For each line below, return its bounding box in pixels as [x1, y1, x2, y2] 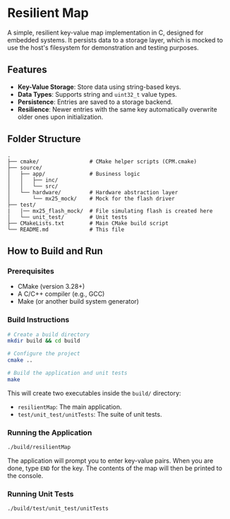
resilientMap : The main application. [17, 402, 122, 411]
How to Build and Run [7, 245, 104, 257]
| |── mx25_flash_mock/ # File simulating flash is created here [7, 207, 213, 215]
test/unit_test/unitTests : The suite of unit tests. [17, 410, 162, 418]
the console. [7, 471, 44, 479]
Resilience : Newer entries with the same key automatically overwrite [17, 105, 217, 114]
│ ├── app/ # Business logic [7, 170, 140, 177]
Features [7, 64, 47, 76]
